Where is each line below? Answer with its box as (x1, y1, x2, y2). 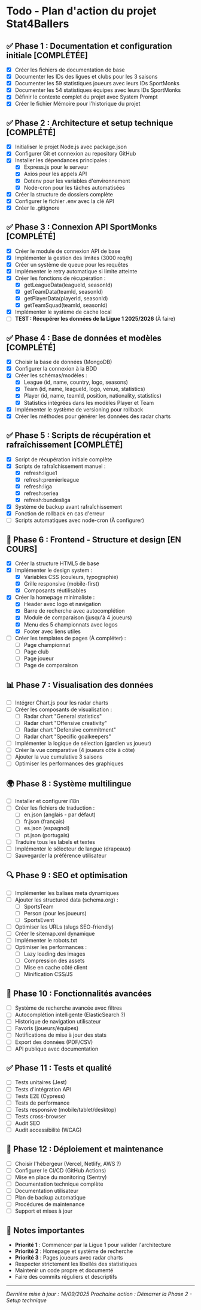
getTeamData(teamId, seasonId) (23, 288, 103, 295)
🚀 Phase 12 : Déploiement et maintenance (6, 1144, 163, 1154)
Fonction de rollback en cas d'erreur (14, 510, 105, 517)
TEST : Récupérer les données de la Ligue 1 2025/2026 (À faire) (14, 315, 175, 323)
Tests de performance (14, 1099, 70, 1106)
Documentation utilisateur (14, 1187, 79, 1194)
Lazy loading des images (23, 950, 86, 957)
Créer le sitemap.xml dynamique (14, 930, 95, 937)
